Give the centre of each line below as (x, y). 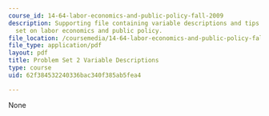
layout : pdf (28, 53)
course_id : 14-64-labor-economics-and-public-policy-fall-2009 (116, 16)
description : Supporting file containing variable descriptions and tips (134, 23)
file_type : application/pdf (55, 46)
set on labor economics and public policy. (89, 30)
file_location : (34, 38)
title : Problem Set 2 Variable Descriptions (84, 61)
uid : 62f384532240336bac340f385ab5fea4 (75, 75)
